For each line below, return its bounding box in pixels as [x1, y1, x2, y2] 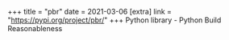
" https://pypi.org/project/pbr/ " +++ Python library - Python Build [7, 15, 222, 25]
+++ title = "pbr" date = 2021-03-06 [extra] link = [7, 7, 173, 16]
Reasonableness [7, 24, 63, 33]
